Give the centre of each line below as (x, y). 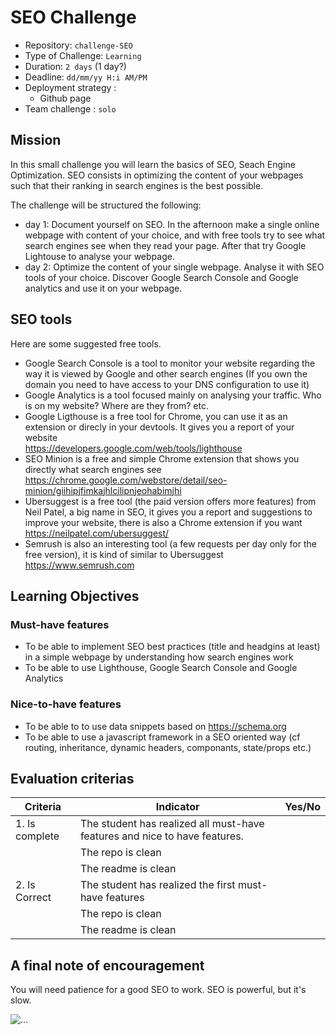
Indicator (177, 807)
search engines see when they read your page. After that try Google (165, 245)
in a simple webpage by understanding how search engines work (159, 657)
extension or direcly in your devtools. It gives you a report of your (159, 427)
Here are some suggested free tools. (86, 343)
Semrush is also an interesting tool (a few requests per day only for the (170, 543)
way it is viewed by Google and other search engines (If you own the (166, 373)
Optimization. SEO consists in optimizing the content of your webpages (157, 175)
